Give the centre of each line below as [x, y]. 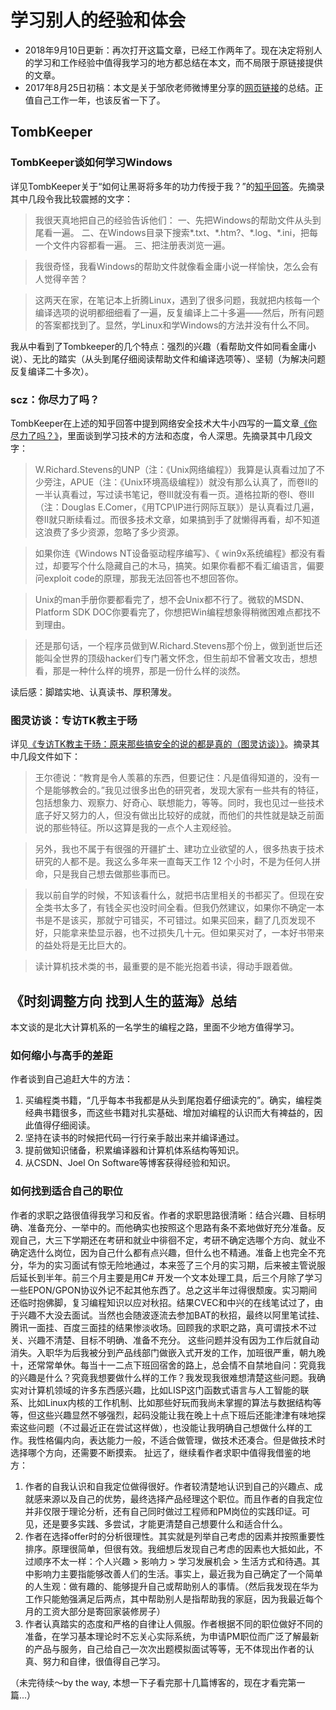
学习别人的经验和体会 [98, 20]
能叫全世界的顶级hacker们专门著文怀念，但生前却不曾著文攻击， [167, 658]
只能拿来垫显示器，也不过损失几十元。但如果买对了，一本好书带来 [188, 933]
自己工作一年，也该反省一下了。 [99, 100]
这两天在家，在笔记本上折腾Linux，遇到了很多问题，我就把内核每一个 [177, 300]
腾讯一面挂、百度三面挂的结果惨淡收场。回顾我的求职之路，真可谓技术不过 [163, 1327]
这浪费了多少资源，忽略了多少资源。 [109, 532]
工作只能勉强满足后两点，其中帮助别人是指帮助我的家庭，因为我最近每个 [173, 1598]
